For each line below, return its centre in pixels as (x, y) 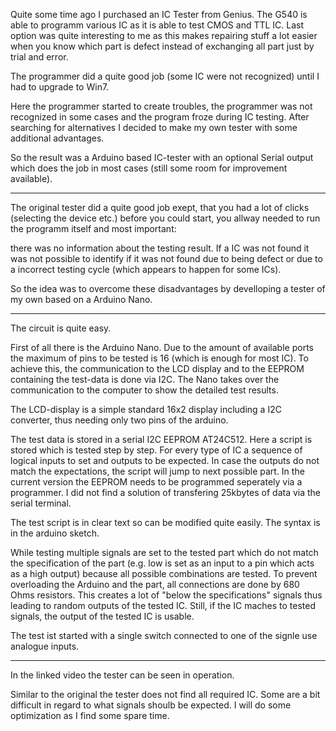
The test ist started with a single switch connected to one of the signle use (164, 635)
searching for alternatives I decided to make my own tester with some (154, 127)
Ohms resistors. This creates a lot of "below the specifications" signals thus (166, 595)
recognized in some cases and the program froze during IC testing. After (160, 117)
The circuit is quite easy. (61, 328)
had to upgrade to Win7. (60, 87)
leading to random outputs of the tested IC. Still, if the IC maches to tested (163, 605)
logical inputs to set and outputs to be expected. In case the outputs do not (165, 460)
